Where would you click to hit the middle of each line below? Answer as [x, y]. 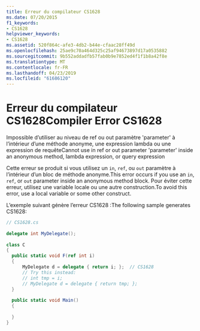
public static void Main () [45, 300]
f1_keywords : [22, 23]
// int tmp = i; [42, 278]
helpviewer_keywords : [33, 34]
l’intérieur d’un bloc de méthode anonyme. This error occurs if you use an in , [100, 175]
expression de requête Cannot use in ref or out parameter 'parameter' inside [100, 150]
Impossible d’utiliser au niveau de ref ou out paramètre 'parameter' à [91, 138]
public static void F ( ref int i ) [53, 256]
